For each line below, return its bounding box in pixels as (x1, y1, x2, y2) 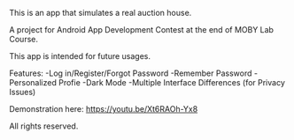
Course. (9, 34, 38, 44)
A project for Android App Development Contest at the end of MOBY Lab (9, 25, 275, 34)
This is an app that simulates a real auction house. (9, 8, 192, 18)
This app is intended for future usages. (9, 51, 151, 61)
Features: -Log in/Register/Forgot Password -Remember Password (9, 68, 252, 78)
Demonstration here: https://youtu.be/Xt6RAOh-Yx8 (9, 104, 198, 114)
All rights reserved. (9, 121, 79, 131)
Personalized (9, 77, 58, 87)
